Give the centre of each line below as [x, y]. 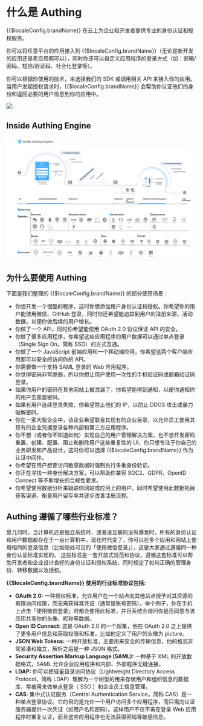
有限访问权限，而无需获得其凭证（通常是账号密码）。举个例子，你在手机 [104, 604]
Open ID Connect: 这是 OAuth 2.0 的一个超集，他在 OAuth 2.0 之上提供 [103, 626]
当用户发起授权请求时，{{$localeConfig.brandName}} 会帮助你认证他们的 [97, 86]
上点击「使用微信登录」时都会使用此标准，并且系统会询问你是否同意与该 [105, 611]
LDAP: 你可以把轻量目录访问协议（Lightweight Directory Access [95, 672]
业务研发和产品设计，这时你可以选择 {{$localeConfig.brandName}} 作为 [104, 450]
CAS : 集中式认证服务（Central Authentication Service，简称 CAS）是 [101, 695]
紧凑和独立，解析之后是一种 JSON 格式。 [71, 649]
